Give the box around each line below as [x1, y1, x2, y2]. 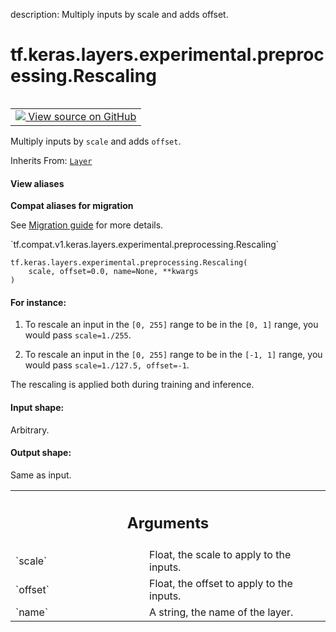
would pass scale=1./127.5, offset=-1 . [24, 359, 190, 371]
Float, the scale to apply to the [149, 548, 292, 562]
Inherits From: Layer [10, 154, 93, 166]
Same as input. [10, 469, 72, 481]
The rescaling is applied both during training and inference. [10, 379, 255, 391]
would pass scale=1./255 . [24, 329, 132, 341]
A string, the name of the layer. [149, 605, 294, 619]
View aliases [10, 177, 65, 189]
